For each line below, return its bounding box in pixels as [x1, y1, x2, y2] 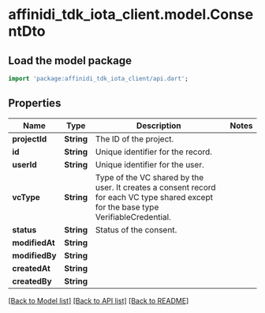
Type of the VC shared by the [95, 172, 204, 183]
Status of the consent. [95, 224, 177, 235]
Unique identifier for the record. [95, 146, 213, 157]
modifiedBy [12, 250, 57, 261]
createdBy [12, 275, 53, 286]
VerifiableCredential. [95, 211, 171, 222]
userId [12, 159, 37, 170]
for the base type [95, 202, 159, 213]
